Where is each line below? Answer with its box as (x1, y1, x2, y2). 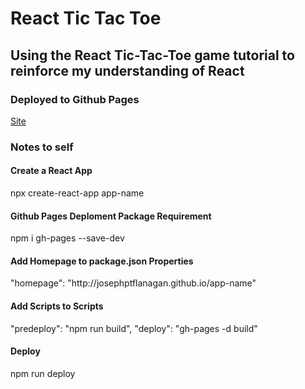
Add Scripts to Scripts (10, 300, 104, 312)
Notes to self (10, 140, 74, 154)
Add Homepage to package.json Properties (10, 255, 194, 267)
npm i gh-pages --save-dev (10, 232, 125, 244)
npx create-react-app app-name (10, 187, 145, 199)
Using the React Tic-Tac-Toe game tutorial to (10, 47, 295, 64)
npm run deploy (10, 367, 76, 379)
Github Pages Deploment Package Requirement (10, 210, 212, 222)
